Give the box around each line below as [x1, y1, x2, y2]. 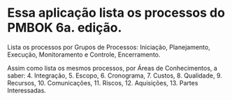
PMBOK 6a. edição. [7, 20, 122, 36]
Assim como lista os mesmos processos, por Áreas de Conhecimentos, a [7, 64, 218, 72]
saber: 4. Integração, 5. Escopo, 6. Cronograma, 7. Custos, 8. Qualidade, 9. [7, 71, 222, 80]
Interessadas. [7, 86, 47, 94]
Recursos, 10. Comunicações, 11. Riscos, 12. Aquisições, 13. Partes [7, 78, 198, 87]
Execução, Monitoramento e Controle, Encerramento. [7, 50, 161, 59]
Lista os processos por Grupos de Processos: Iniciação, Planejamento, [7, 43, 211, 51]
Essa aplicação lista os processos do [7, 5, 226, 21]
